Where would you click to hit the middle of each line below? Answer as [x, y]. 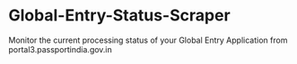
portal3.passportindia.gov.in [61, 49]
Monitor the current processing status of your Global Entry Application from [148, 40]
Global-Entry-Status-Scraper [119, 16]
